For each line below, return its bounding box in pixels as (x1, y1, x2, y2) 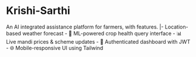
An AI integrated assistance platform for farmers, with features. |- (6, 23, 164, 30)
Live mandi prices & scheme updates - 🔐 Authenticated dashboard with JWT (6, 38, 191, 45)
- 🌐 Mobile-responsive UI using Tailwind (6, 44, 104, 51)
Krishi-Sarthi (6, 4, 70, 17)
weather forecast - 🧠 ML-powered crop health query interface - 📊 (22, 30, 183, 37)
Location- (164, 23, 188, 30)
